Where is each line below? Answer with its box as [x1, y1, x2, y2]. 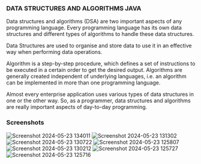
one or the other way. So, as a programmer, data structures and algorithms [6, 97, 191, 104]
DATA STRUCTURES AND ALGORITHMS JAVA [6, 4, 142, 13]
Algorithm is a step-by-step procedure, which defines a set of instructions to [6, 60, 196, 67]
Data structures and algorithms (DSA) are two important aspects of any [6, 18, 182, 25]
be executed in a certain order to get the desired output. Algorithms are [6, 66, 183, 74]
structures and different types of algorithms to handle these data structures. [6, 31, 194, 38]
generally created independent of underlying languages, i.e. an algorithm [6, 73, 187, 80]
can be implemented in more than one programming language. [6, 79, 161, 86]
